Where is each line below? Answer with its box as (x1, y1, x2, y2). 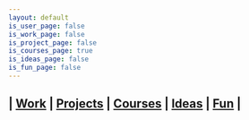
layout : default (8, 13, 69, 22)
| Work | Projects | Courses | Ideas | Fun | (8, 96, 242, 112)
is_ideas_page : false (8, 55, 90, 64)
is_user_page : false (8, 21, 86, 30)
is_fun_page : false (8, 64, 82, 73)
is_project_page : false (8, 38, 98, 47)
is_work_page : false (8, 30, 86, 39)
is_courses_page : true (8, 47, 93, 56)
